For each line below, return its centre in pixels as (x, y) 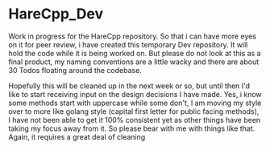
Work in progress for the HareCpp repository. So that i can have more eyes (132, 36)
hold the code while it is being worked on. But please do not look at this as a (135, 53)
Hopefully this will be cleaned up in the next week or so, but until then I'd (129, 86)
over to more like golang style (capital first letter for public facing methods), (134, 111)
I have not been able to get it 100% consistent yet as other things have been (135, 120)
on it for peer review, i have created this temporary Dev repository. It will (128, 44)
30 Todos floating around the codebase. (75, 70)
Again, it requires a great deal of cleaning (77, 136)
